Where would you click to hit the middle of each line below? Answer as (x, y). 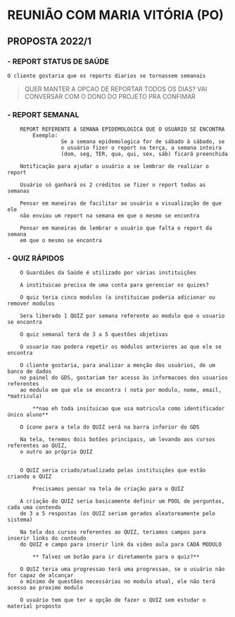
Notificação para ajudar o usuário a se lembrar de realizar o (115, 167)
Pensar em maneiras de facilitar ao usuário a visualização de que (121, 204)
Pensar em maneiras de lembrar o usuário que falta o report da (116, 228)
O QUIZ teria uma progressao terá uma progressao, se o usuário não (122, 569)
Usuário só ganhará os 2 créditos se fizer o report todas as (113, 185)
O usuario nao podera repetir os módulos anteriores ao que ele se (121, 347)
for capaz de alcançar (40, 575)
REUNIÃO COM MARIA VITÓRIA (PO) (115, 15)
